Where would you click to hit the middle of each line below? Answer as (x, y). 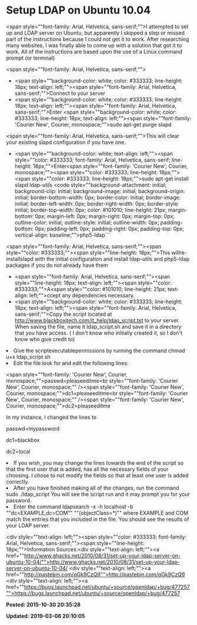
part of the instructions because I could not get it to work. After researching (98, 39)
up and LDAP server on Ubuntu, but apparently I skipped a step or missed (96, 32)
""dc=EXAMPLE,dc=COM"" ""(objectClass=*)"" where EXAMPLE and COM (97, 512)
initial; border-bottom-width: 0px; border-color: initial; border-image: (98, 197)
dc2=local (18, 451)
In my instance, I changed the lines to (51, 417)
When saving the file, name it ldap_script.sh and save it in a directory (98, 326)
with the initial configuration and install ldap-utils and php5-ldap (112, 259)
